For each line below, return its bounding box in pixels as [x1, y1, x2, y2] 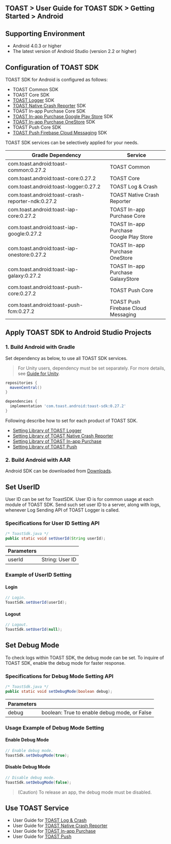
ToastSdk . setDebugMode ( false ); [5, 780, 72, 785]
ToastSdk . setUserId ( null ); [5, 627, 63, 632]
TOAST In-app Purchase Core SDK [12, 108, 85, 114]
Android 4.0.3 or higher [12, 43, 62, 49]
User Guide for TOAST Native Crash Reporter [12, 823, 108, 829]
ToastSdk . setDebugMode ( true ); [5, 753, 70, 758]
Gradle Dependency [31, 152, 81, 159]
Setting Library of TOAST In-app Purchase [12, 438, 102, 444]
